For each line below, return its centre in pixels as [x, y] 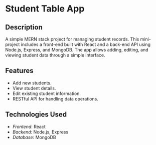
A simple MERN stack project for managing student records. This [72, 39]
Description [24, 27]
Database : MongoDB [34, 137]
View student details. [34, 88]
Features [19, 71]
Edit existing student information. [47, 93]
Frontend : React [29, 126]
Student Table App [45, 9]
